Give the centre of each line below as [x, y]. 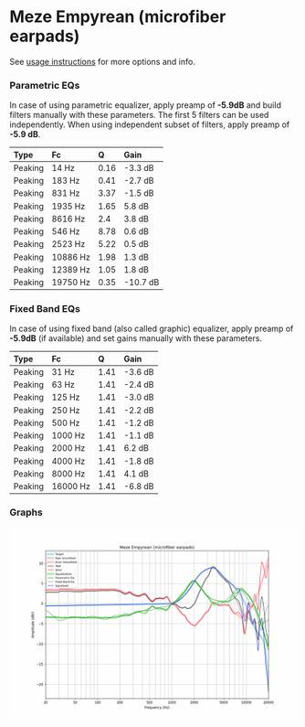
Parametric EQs [45, 85]
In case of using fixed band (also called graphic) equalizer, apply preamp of [152, 329]
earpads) [45, 36]
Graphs [26, 512]
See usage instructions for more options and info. [103, 61]
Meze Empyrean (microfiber [118, 17]
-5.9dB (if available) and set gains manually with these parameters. [136, 338]
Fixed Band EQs [45, 308]
